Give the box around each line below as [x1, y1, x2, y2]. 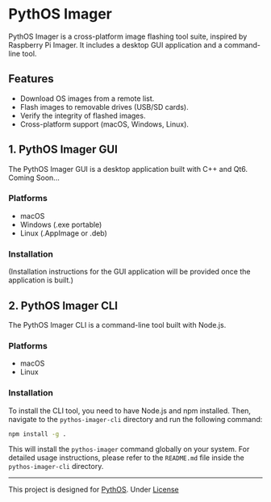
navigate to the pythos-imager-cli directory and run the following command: [8, 414, 263, 424]
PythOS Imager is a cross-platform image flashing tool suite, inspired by [8, 31, 248, 41]
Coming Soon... [8, 173, 60, 182]
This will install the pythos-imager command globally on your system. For [8, 445, 250, 454]
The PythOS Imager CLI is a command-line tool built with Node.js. [8, 320, 227, 329]
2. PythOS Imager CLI [8, 299, 119, 312]
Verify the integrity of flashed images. [19, 111, 146, 120]
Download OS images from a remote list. [19, 94, 155, 103]
